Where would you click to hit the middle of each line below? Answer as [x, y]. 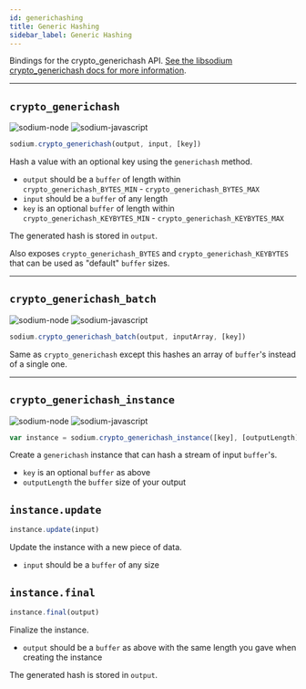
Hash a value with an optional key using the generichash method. [131, 162]
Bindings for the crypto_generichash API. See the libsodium [121, 61]
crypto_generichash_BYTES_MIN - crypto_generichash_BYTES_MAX [141, 189]
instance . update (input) [55, 530]
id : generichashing [46, 18]
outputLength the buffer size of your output [104, 482]
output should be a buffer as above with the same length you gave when [159, 647]
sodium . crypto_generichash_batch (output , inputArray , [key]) [128, 337]
